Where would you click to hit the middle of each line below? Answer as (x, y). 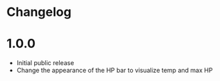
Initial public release (45, 63)
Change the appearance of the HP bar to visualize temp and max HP (115, 71)
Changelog (39, 12)
